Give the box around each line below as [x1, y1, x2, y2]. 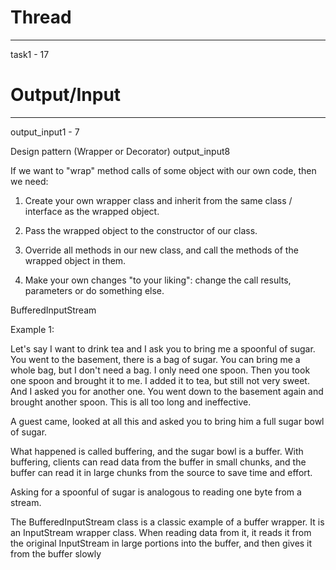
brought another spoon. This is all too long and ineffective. [10, 396, 252, 408]
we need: [10, 175, 49, 187]
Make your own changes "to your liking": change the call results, [24, 274, 292, 286]
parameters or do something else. [24, 284, 165, 296]
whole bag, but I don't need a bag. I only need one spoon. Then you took [10, 364, 311, 376]
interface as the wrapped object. [24, 205, 160, 217]
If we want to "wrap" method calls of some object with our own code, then [10, 164, 317, 176]
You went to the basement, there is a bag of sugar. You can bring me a [10, 353, 301, 365]
